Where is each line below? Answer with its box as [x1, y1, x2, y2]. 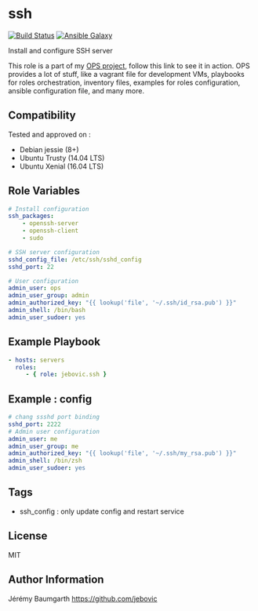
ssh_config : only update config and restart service [19, 507, 184, 516]
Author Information [8, 573, 104, 587]
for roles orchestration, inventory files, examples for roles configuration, [8, 78, 241, 87]
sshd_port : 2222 [8, 420, 61, 428]
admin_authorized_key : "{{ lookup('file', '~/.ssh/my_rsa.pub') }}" [8, 449, 237, 457]
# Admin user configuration [8, 427, 100, 435]
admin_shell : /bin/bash [8, 307, 86, 315]
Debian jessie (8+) [19, 144, 80, 154]
